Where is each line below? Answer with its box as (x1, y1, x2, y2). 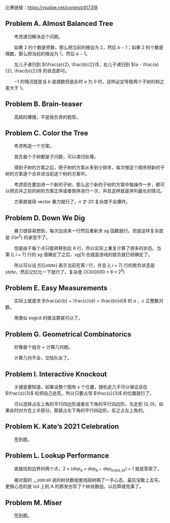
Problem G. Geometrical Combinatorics (5, 330, 132, 339)
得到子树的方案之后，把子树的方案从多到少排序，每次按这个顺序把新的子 (14, 164, 165, 171)
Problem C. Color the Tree (5, 129, 89, 138)
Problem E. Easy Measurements (5, 283, 108, 292)
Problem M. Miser (5, 498, 62, 507)
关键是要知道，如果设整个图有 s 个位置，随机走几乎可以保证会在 (14, 384, 148, 390)
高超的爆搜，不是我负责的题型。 (14, 114, 81, 120)
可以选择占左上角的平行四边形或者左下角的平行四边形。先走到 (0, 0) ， (14, 401, 159, 407)
